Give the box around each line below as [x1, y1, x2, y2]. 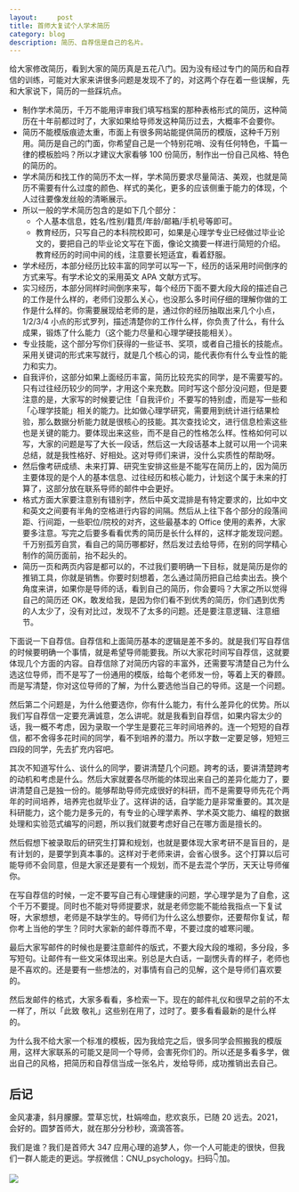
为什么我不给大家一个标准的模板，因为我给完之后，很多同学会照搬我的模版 [9, 1035, 282, 1047]
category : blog [9, 29, 66, 38]
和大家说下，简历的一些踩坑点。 [9, 86, 126, 96]
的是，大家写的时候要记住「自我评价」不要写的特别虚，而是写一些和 [37, 394, 287, 405]
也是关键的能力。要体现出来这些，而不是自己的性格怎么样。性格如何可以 [21, 428, 287, 438]
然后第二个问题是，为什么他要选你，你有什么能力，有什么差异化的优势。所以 [9, 699, 290, 710]
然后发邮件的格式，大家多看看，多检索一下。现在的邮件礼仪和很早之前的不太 [9, 994, 290, 1005]
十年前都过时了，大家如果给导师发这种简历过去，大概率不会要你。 [37, 116, 280, 127]
